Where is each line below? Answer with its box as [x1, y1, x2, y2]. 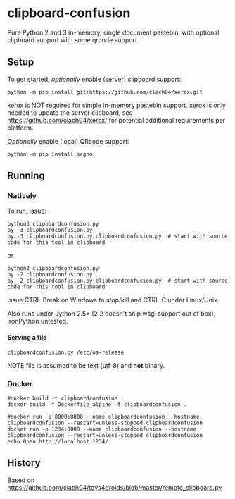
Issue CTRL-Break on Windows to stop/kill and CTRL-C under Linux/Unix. [7, 296, 220, 304]
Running [7, 170, 46, 182]
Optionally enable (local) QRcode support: [7, 137, 129, 145]
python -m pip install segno [7, 150, 93, 158]
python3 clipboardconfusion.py [7, 221, 99, 228]
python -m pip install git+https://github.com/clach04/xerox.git [7, 88, 203, 96]
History [7, 457, 41, 469]
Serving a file [7, 333, 47, 342]
